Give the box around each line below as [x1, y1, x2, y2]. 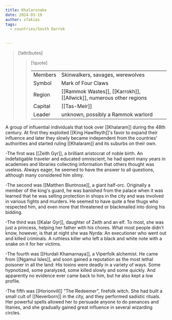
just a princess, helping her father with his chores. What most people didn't [5, 225, 164, 230]
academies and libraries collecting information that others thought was [5, 161, 155, 167]
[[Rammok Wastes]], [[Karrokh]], [61, 88, 141, 95]
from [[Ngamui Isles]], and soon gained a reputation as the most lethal [5, 257, 154, 262]
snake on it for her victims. [5, 241, 61, 247]
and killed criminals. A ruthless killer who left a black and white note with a [5, 236, 162, 241]
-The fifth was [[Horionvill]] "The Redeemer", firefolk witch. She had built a [5, 288, 163, 294]
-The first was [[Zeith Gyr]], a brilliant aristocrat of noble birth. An [5, 151, 143, 156]
